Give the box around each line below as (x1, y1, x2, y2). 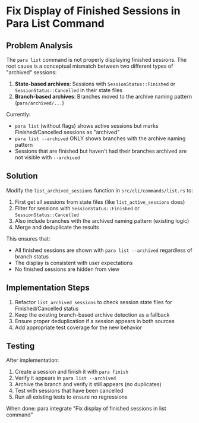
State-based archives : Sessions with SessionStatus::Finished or (14, 80, 176, 87)
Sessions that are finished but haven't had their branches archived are (14, 147, 187, 154)
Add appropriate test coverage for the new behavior (14, 324, 143, 331)
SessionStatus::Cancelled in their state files (14, 87, 123, 93)
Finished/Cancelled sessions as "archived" (14, 129, 120, 135)
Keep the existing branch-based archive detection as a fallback (14, 311, 170, 318)
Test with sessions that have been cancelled (14, 387, 124, 394)
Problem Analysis (6, 40, 73, 50)
